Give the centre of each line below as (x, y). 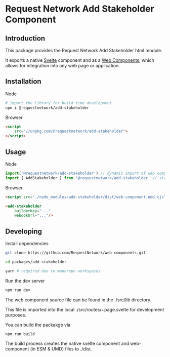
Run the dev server (25, 281)
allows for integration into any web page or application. (62, 66)
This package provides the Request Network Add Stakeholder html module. (84, 50)
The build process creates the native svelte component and (67, 344)
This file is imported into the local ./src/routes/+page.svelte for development (85, 309)
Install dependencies (27, 244)
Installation (23, 82)
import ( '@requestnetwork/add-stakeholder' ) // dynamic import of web (80, 173)
